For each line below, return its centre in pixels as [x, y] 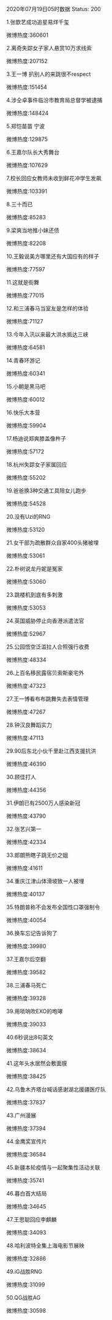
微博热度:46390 [26, 764]
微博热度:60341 [26, 373]
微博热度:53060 [26, 582]
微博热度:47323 [26, 686]
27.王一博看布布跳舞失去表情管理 [47, 699]
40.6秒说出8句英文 [30, 1037]
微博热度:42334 [26, 842]
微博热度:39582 [26, 972]
